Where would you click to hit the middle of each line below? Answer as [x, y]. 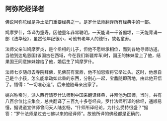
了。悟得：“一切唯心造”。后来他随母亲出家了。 [53, 84]
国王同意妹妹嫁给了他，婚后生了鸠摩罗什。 [53, 61]
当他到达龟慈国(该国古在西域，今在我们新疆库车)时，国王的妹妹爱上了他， [81, 55]
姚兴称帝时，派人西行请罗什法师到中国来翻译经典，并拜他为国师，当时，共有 [83, 95]
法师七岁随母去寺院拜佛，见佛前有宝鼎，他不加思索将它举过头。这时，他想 [81, 72]
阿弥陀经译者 [25, 9]
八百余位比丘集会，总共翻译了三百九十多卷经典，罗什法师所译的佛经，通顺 [81, 101]
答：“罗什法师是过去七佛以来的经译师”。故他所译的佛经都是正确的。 [75, 114]
